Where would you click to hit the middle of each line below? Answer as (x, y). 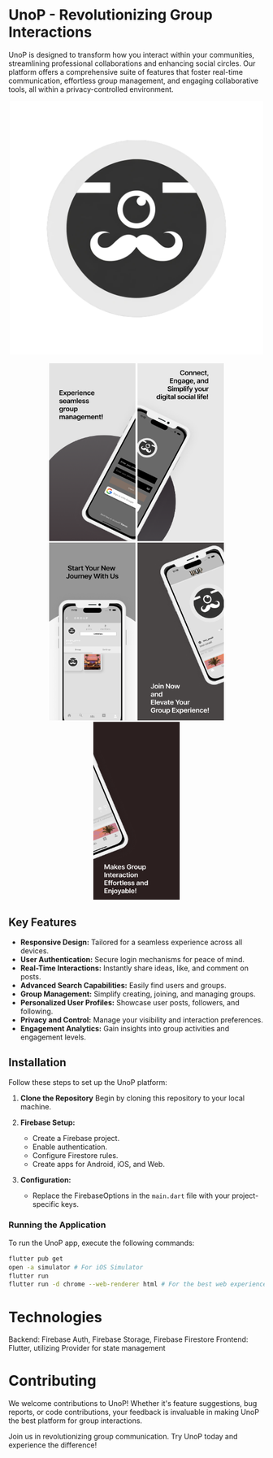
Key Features (43, 923)
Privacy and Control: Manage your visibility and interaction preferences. (142, 1020)
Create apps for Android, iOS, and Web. (98, 1164)
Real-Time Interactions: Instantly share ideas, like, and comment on (134, 968)
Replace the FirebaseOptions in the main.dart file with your (131, 1195)
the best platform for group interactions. (76, 1421)
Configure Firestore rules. (75, 1155)
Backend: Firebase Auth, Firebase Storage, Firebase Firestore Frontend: (128, 1339)
